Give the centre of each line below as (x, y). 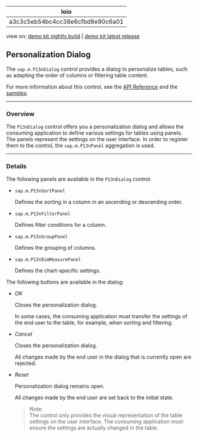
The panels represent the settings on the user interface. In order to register (97, 139)
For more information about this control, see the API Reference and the (92, 87)
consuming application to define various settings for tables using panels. (94, 133)
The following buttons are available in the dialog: (65, 282)
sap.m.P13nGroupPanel (41, 237)
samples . (17, 93)
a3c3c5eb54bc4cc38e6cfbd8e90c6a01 (66, 22)
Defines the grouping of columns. (55, 248)
